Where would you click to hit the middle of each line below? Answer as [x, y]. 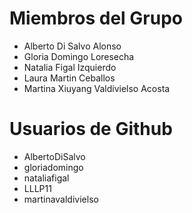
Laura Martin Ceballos [69, 78]
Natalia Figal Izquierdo [70, 67]
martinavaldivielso [61, 199]
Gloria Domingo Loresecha [79, 56]
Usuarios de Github [91, 129]
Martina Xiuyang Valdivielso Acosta [97, 88]
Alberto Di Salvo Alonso [72, 46]
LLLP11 [37, 188]
